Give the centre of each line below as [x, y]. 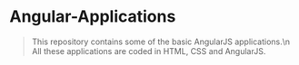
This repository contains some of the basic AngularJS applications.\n [161, 42]
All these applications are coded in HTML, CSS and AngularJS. [149, 51]
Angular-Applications [93, 17]
